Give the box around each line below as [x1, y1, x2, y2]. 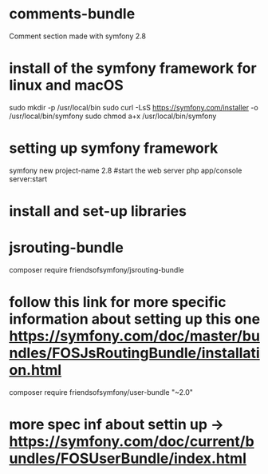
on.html [9, 361, 62, 380]
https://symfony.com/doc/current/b [9, 432, 254, 451]
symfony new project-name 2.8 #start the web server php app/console [9, 165, 242, 175]
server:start [9, 173, 48, 184]
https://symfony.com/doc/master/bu [9, 327, 260, 345]
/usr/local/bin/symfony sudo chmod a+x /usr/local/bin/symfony [9, 111, 217, 121]
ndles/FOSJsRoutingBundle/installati [9, 345, 260, 362]
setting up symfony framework [9, 139, 219, 157]
